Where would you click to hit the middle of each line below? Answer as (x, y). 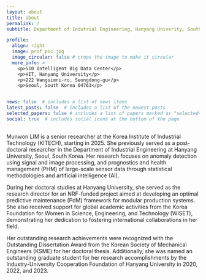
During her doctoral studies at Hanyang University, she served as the (93, 187)
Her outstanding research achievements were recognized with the (90, 238)
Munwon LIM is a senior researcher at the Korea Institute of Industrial (93, 136)
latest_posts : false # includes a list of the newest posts (86, 108)
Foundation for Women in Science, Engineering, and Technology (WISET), (100, 213)
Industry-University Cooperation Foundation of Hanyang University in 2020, (102, 264)
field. (13, 226)
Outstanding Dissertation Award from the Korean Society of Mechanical (97, 245)
